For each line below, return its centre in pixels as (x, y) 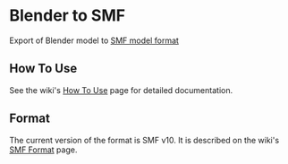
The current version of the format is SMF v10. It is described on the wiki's (144, 140)
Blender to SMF (68, 16)
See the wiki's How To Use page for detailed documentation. (121, 90)
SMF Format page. (43, 150)
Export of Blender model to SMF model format (94, 40)
